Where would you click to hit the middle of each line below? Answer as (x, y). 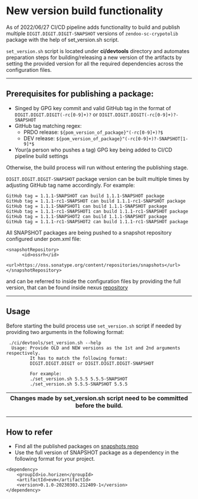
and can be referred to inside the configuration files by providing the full (94, 281)
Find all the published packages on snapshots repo (77, 447)
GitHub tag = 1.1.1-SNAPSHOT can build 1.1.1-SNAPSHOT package (85, 196)
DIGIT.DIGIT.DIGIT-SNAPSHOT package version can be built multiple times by (98, 179)
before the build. (99, 405)
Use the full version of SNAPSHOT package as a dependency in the (97, 452)
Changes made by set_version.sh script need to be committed (99, 398)
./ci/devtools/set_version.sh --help (55, 343)
